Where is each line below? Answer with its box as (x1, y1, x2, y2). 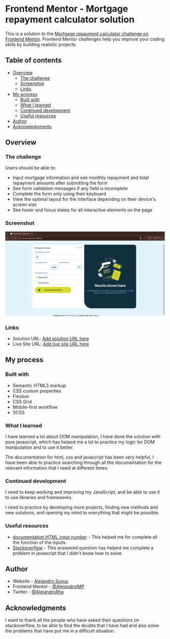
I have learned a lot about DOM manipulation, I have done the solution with (5, 434, 161, 440)
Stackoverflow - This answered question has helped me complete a (12, 545, 154, 551)
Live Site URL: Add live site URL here (12, 341, 90, 347)
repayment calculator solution (5, 14, 135, 25)
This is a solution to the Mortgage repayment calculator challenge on (5, 30, 149, 37)
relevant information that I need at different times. (5, 465, 109, 471)
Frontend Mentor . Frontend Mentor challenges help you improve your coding (5, 36, 165, 42)
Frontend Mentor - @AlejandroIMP (12, 584, 84, 590)
